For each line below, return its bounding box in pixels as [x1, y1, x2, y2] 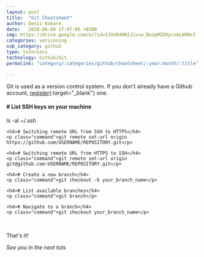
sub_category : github [6, 44, 62, 50]
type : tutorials [6, 49, 48, 55]
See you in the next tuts [6, 244, 66, 251]
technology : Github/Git [6, 55, 67, 61]
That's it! [6, 231, 29, 239]
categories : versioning [6, 37, 67, 44]
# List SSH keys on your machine [6, 103, 92, 110]
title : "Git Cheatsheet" [6, 15, 72, 21]
